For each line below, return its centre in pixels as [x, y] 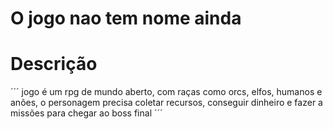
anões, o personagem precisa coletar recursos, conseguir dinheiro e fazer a [166, 103]
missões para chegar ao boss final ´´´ [86, 113]
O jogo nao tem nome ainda [126, 18]
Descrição [54, 64]
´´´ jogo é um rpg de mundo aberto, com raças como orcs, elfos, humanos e [166, 92]
